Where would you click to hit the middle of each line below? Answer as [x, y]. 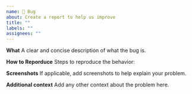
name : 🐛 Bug [21, 12]
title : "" [18, 22]
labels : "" [20, 28]
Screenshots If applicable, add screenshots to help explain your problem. [96, 73]
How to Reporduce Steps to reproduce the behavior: [71, 62]
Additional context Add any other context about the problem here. [88, 85]
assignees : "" [24, 34]
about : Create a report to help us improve [61, 17]
